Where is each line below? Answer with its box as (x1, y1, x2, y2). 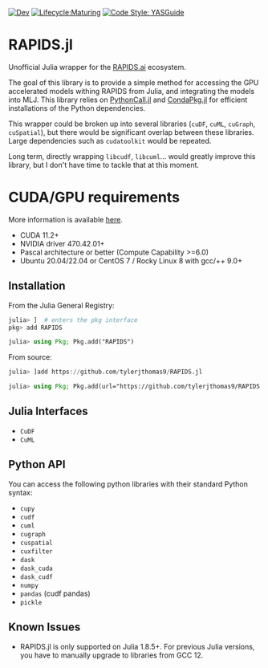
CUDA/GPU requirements (8, 189, 181, 206)
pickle (19, 598, 43, 606)
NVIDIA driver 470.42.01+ (19, 238, 105, 248)
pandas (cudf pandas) (19, 589, 91, 598)
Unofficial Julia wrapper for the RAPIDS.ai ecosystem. (8, 62, 186, 71)
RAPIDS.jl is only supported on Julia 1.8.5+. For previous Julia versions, (19, 642, 255, 651)
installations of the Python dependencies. (8, 103, 146, 112)
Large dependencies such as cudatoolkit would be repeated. (8, 136, 212, 145)
